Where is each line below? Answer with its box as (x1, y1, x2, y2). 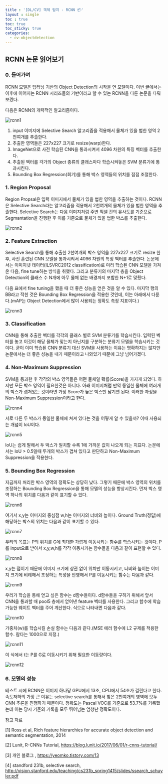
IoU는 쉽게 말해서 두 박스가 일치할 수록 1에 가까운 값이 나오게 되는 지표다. (5, 442, 147, 448)
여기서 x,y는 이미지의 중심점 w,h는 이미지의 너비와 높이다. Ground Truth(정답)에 (5, 512, 161, 518)
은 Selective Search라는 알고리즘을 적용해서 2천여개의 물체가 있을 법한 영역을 (5, 202, 157, 208)
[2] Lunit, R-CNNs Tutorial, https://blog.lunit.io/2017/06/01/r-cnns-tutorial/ (5, 742, 157, 748)
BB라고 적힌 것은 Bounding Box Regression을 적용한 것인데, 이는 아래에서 (5, 291, 150, 297)
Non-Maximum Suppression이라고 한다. (5, 395, 86, 401)
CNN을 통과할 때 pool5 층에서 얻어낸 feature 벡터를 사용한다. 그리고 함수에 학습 (5, 598, 161, 604)
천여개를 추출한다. (12, 133, 47, 139)
